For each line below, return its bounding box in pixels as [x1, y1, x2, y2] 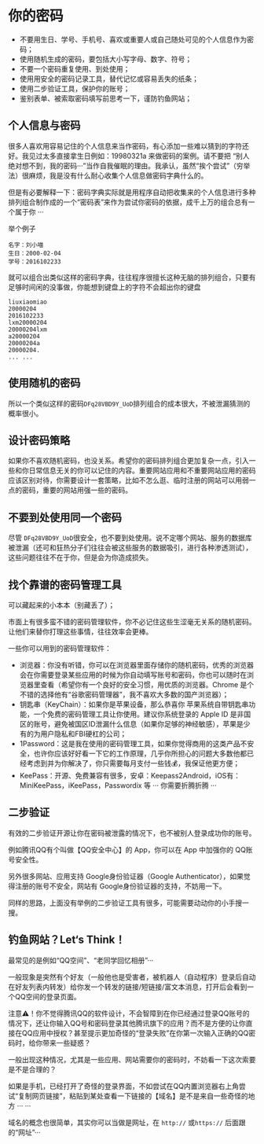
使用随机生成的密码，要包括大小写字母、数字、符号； [19, 54, 192, 64]
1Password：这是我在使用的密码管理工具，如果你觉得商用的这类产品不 [19, 739, 247, 748]
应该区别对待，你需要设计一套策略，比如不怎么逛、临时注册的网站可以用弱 [8, 476, 249, 485]
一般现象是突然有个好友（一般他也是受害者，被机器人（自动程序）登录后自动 [8, 972, 256, 981]
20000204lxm [8, 326, 47, 333]
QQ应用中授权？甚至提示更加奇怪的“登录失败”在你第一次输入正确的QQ [21, 1028, 249, 1038]
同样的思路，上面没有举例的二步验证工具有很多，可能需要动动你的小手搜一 [8, 898, 249, 907]
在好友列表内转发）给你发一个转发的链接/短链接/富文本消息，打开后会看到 [8, 982, 247, 991]
